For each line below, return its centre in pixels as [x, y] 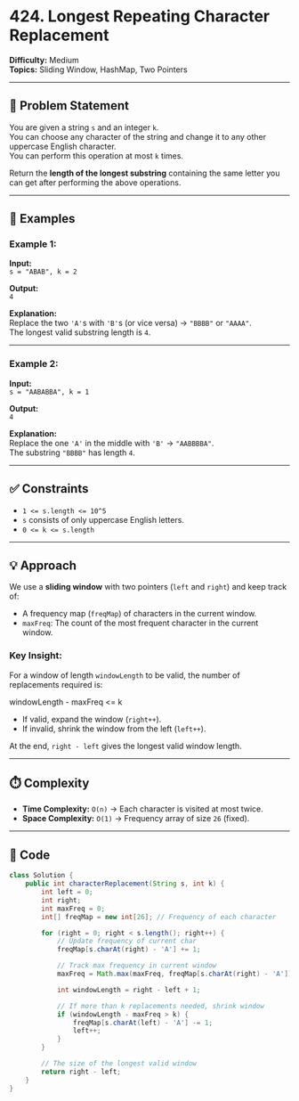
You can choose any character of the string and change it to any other [138, 136]
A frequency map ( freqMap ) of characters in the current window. [139, 614]
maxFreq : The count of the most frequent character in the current [140, 623]
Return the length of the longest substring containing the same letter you [145, 173]
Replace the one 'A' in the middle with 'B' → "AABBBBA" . [112, 443]
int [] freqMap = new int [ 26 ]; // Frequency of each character [159, 917]
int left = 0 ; [67, 893]
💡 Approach [43, 565]
